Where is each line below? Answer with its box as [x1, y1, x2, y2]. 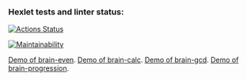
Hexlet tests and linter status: [8, 6, 124, 17]
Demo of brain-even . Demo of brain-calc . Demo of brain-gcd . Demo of [8, 55, 239, 65]
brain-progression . [8, 64, 70, 73]
